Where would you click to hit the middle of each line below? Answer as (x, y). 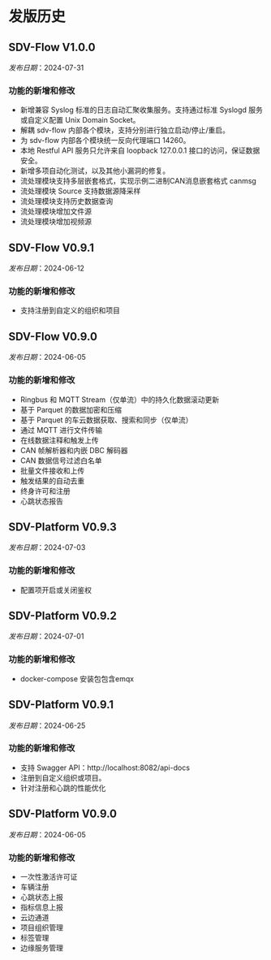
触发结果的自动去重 (52, 481)
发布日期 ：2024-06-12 (47, 268)
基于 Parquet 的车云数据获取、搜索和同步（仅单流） (106, 420)
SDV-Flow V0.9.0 (53, 337)
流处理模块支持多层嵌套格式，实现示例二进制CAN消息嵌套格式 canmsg (138, 181)
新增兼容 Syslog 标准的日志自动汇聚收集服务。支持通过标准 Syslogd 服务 (142, 110)
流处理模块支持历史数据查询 (67, 201)
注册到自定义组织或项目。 (63, 777)
